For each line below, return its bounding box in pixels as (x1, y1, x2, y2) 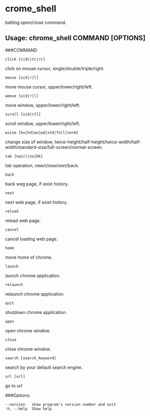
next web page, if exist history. (5, 199, 68, 205)
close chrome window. (5, 346, 51, 352)
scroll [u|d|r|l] (5, 111, 41, 117)
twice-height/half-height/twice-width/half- (54, 139, 142, 145)
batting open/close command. (5, 19, 67, 25)
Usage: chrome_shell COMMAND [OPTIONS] (5, 34, 146, 42)
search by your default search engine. (5, 364, 83, 370)
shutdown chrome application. (5, 309, 67, 315)
